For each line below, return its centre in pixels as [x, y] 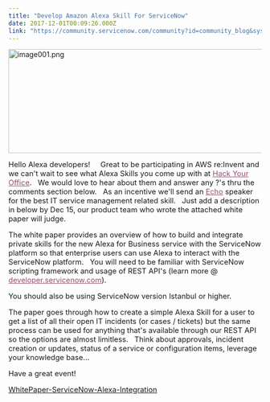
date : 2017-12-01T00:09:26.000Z [62, 23]
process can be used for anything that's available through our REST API [133, 331]
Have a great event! [42, 374]
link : [17, 31]
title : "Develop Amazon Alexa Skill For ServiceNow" [98, 16]
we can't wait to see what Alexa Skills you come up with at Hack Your [129, 174]
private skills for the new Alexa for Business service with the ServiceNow [135, 244]
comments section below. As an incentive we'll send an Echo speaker [131, 192]
